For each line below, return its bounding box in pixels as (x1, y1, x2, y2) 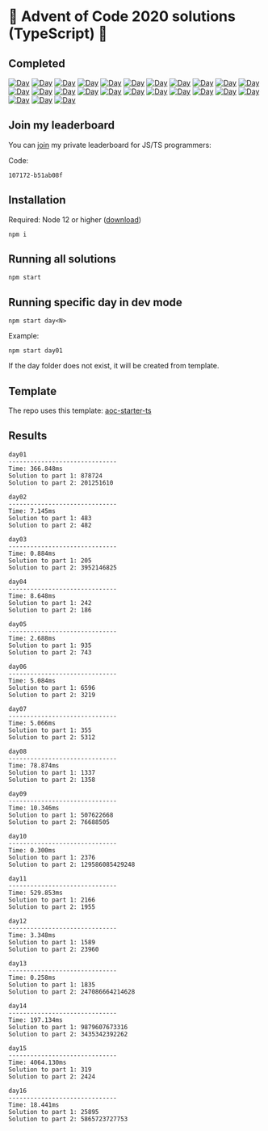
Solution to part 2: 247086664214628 (8, 987, 136, 996)
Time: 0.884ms (8, 549, 57, 557)
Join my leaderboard (8, 119, 115, 132)
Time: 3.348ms (8, 931, 57, 940)
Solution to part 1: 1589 (8, 938, 95, 946)
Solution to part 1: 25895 (8, 1108, 99, 1116)
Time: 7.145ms (8, 507, 57, 515)
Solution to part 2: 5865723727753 (8, 1115, 128, 1123)
